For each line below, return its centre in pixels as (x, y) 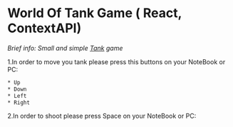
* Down (17, 89)
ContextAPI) (45, 28)
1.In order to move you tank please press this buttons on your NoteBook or (116, 61)
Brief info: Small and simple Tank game (65, 48)
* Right (19, 102)
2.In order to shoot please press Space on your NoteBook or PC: (102, 116)
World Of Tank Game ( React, (94, 13)
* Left (17, 96)
